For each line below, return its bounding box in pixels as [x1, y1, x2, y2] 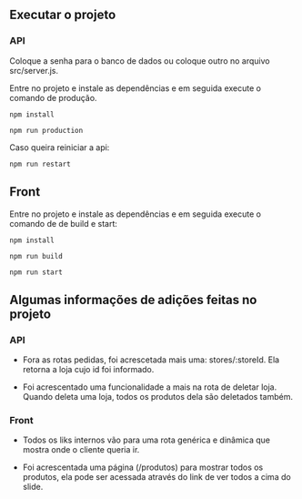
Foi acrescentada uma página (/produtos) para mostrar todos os [22, 462, 264, 473]
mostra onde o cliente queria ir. [22, 444, 140, 455]
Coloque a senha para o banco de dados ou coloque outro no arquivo [9, 55, 270, 66]
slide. [22, 482, 44, 493]
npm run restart [9, 159, 71, 168]
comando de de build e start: [9, 218, 118, 229]
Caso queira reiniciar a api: [9, 141, 110, 153]
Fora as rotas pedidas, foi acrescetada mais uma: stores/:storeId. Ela [22, 354, 280, 365]
